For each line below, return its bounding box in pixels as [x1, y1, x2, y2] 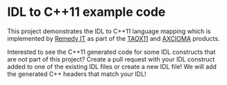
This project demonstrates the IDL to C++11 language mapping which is [7, 27, 211, 35]
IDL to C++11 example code [7, 4, 166, 20]
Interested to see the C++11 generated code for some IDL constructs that [7, 48, 216, 56]
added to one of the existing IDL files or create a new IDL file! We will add [7, 62, 217, 70]
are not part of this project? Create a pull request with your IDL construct [7, 55, 215, 63]
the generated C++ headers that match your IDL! [7, 70, 147, 78]
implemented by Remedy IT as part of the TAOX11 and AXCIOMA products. [7, 34, 220, 42]
